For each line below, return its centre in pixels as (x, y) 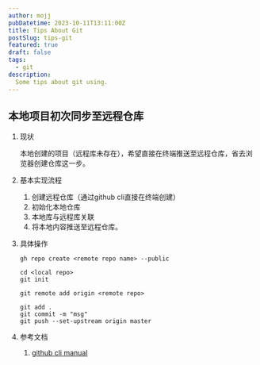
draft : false (30, 52)
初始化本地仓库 (56, 207)
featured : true (33, 45)
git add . (36, 307)
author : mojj (30, 15)
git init (34, 280)
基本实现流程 (40, 180)
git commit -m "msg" (54, 314)
